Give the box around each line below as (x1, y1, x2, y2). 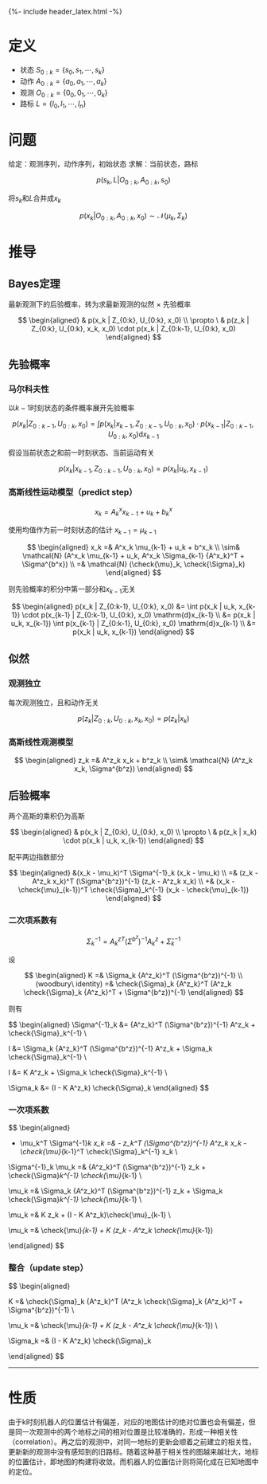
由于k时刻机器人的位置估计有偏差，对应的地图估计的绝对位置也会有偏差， (8, 1417, 249, 1427)
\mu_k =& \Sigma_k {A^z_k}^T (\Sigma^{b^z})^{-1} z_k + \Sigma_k (8, 1186, 223, 1196)
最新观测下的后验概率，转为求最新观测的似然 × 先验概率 (8, 300, 192, 309)
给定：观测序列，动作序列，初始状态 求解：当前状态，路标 (8, 159, 199, 169)
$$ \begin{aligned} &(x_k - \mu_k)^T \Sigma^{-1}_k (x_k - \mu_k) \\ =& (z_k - (9, 868, 258, 878)
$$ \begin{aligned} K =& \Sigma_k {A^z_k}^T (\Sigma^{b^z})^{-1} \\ (24, 971, 243, 981)
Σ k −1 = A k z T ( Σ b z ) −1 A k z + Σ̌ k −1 (86, 934, 181, 948)
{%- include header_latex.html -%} (8, 7, 123, 16)
